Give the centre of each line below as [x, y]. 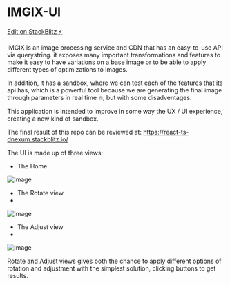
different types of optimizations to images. [67, 69]
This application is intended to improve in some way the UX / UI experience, [115, 111]
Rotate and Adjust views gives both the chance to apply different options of [115, 261]
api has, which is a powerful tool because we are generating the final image [115, 90]
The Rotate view [40, 193]
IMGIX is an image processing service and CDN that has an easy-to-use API [115, 47]
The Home [32, 166]
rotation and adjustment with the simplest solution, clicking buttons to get [112, 268]
